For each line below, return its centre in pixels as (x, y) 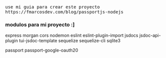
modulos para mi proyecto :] (40, 24)
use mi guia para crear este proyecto (53, 7)
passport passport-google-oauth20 (42, 50)
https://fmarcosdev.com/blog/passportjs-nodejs (64, 12)
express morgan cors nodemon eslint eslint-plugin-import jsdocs (72, 35)
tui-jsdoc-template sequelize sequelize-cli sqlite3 (70, 41)
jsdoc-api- (150, 35)
